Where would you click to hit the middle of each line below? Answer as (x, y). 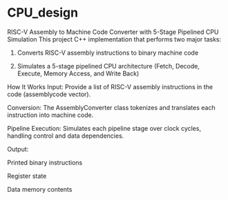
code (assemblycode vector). (49, 94)
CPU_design (42, 13)
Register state (27, 176)
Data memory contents (40, 189)
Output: (18, 149)
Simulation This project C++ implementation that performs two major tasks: (114, 39)
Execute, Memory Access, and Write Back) (78, 73)
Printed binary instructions (45, 162)
